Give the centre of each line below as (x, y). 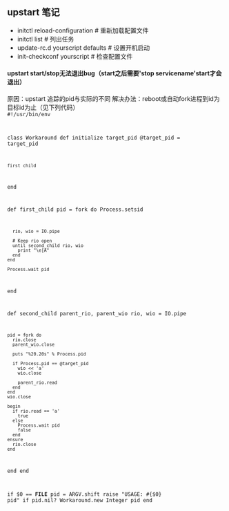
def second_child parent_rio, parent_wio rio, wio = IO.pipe (97, 313)
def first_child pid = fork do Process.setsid (75, 210)
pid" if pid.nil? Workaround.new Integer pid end (80, 501)
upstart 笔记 (33, 12)
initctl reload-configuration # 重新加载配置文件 (83, 30)
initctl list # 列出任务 (46, 39)
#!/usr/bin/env (29, 115)
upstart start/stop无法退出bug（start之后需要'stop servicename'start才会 (114, 73)
